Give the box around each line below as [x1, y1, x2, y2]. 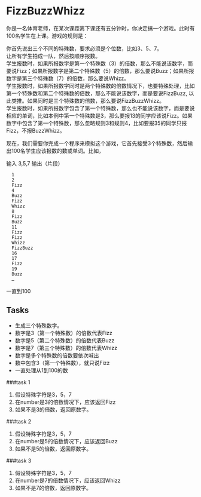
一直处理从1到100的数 [14, 366, 68, 374]
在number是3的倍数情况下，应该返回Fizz [14, 398, 116, 406]
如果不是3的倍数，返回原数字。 [14, 406, 92, 413]
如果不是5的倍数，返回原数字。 [14, 445, 92, 452]
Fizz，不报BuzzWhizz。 [6, 127, 65, 134]
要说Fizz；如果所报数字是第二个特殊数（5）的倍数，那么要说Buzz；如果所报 [6, 67, 194, 74]
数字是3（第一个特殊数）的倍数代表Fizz [14, 329, 112, 336]
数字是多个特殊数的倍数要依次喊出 [14, 351, 99, 359]
